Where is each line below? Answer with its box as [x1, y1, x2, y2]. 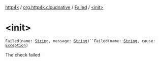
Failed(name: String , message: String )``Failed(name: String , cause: [5, 38, 156, 43]
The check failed [5, 51, 41, 57]
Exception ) [5, 43, 28, 48]
